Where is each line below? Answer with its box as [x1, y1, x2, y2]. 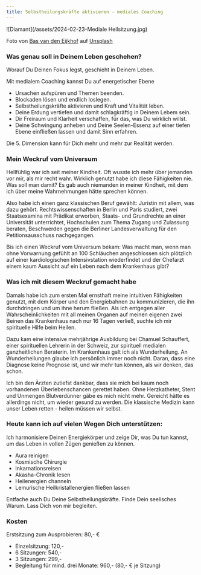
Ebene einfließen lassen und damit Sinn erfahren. [14, 128, 138, 135]
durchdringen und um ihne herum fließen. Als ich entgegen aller [6, 304, 165, 311]
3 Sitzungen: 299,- [14, 556, 62, 563]
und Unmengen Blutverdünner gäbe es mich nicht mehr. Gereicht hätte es [6, 392, 190, 399]
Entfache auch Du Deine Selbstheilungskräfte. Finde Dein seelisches [6, 495, 176, 502]
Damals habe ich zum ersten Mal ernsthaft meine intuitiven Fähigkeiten [6, 291, 183, 299]
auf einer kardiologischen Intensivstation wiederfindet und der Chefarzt [6, 256, 184, 264]
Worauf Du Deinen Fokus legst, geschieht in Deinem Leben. [6, 66, 155, 73]
